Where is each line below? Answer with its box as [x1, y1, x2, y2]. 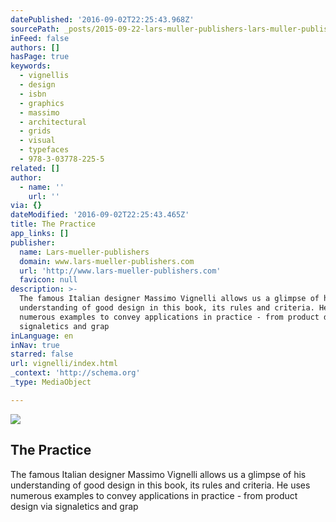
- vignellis [19, 71, 70, 81]
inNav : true [10, 340, 60, 350]
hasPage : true [10, 52, 70, 62]
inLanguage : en [10, 331, 74, 341]
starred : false [10, 349, 74, 360]
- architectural [19, 117, 87, 127]
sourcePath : [10, 24, 60, 34]
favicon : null [19, 275, 78, 285]
